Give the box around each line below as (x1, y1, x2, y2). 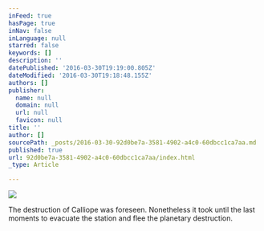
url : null (15, 109, 48, 117)
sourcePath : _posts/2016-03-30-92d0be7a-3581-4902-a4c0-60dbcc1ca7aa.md (8, 138, 257, 147)
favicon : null (15, 116, 63, 124)
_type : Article (8, 161, 59, 169)
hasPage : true (8, 19, 56, 27)
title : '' (8, 124, 42, 132)
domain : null (15, 101, 59, 109)
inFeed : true (8, 11, 52, 20)
